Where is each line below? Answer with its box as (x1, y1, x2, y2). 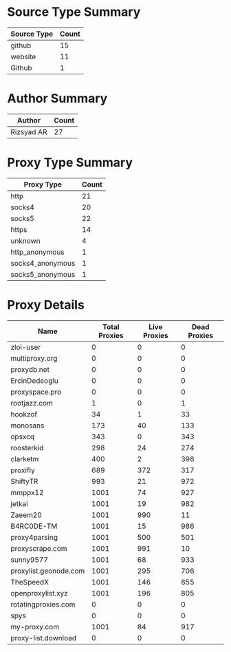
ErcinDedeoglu (10, 376, 58, 386)
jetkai (10, 498, 29, 508)
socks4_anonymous (10, 258, 76, 268)
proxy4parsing (10, 532, 58, 542)
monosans (10, 421, 45, 430)
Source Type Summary (7, 4, 141, 20)
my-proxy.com (10, 622, 60, 631)
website (10, 52, 36, 61)
